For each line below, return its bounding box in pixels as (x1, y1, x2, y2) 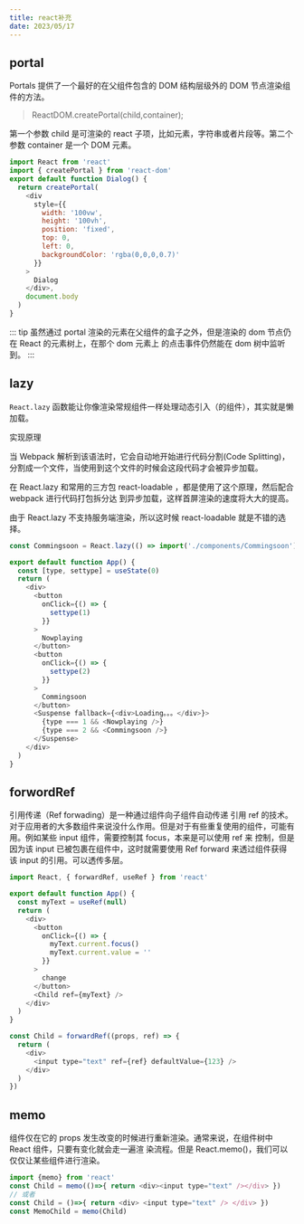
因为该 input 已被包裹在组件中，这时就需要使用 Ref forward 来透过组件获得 (9, 843, 288, 855)
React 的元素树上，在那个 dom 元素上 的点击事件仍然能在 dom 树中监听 (19, 337, 286, 348)
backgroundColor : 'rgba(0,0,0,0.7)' (42, 250, 180, 259)
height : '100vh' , (42, 216, 107, 226)
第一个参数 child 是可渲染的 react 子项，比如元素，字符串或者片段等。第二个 (9, 128, 294, 139)
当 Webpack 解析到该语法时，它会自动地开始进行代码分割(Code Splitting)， (9, 451, 290, 461)
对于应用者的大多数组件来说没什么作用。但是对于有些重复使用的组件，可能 (9, 821, 287, 832)
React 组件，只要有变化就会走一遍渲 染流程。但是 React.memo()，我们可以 (9, 1143, 289, 1154)
